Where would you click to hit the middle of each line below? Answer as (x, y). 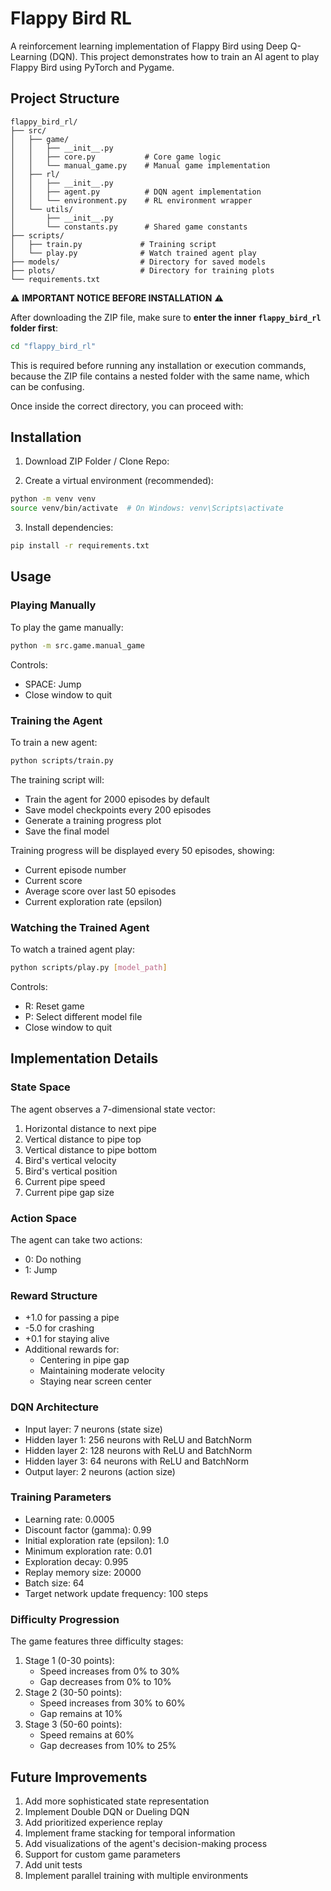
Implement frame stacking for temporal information (130, 1833)
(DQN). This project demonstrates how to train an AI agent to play (184, 56)
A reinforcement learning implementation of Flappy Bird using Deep (149, 46)
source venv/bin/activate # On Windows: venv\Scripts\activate (147, 508)
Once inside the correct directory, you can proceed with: (127, 406)
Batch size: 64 (54, 1583)
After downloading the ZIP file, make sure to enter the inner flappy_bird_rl (166, 317)
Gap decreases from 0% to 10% (105, 1682)
